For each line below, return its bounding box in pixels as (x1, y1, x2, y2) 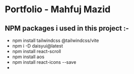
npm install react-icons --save (12, 59, 76, 65)
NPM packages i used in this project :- (5, 24, 129, 33)
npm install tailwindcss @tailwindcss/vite (12, 37, 100, 43)
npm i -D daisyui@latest (12, 43, 63, 49)
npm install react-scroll (12, 48, 61, 54)
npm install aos (12, 54, 45, 60)
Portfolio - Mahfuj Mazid (5, 4, 111, 15)
